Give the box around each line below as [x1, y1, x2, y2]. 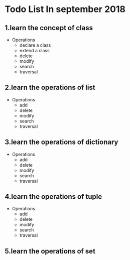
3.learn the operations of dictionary [5, 138, 118, 147]
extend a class [19, 48, 50, 53]
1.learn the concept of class [5, 24, 93, 32]
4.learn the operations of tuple [5, 192, 102, 201]
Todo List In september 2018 [5, 4, 126, 15]
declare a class [19, 42, 51, 48]
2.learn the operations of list [5, 83, 96, 92]
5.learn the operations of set [5, 247, 96, 255]
